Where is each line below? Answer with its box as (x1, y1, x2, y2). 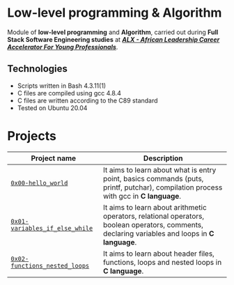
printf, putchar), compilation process (103, 183, 223, 192)
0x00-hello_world (10, 179, 68, 187)
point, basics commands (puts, (103, 174, 204, 183)
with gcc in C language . (103, 191, 182, 201)
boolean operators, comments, (103, 219, 204, 229)
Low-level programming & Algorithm (7, 5, 222, 21)
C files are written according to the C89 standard (17, 96, 158, 105)
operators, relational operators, (103, 211, 205, 221)
